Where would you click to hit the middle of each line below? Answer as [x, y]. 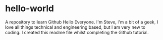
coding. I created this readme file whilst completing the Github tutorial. [77, 32]
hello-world [30, 9]
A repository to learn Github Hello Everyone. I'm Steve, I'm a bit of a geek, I [82, 22]
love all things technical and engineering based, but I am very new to [75, 27]
